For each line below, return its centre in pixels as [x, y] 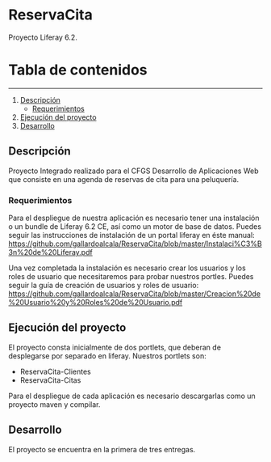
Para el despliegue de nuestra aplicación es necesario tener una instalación [134, 218]
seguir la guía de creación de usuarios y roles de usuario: [104, 285]
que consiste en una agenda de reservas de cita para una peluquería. [124, 179]
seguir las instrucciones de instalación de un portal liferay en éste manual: [132, 235]
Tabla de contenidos [78, 70]
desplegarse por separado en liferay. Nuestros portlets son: [108, 356]
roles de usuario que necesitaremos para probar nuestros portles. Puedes [131, 276]
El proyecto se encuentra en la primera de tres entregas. [102, 449]
